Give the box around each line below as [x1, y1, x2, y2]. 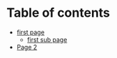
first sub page [26, 35, 68, 43]
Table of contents [6, 5, 111, 21]
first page [16, 28, 45, 36]
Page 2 [16, 43, 38, 51]
